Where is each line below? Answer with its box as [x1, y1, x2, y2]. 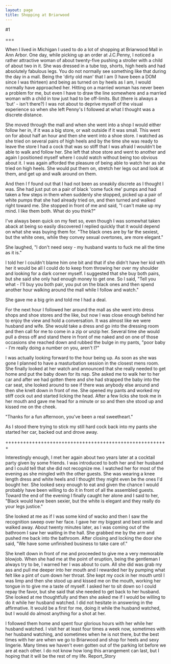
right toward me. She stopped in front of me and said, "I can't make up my [5, 202, 161, 208]
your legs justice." [5, 503, 43, 509]
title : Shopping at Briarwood [5, 12, 70, 17]
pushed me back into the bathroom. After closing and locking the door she [5, 535, 162, 541]
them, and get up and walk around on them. [5, 170, 97, 177]
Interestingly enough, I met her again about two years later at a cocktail [5, 454, 155, 460]
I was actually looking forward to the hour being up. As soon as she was [5, 354, 157, 360]
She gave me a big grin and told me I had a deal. [5, 296, 107, 303]
